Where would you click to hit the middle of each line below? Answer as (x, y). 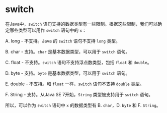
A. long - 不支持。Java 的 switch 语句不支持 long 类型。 (63, 41)
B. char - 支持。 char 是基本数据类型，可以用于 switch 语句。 (68, 51)
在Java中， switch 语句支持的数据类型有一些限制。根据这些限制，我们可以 (81, 24)
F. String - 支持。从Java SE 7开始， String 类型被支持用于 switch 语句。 (79, 94)
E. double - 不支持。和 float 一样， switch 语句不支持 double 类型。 (75, 84)
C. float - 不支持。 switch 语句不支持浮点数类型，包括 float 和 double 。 (78, 62)
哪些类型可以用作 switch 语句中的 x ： (48, 30)
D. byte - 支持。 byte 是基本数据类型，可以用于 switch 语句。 (68, 73)
